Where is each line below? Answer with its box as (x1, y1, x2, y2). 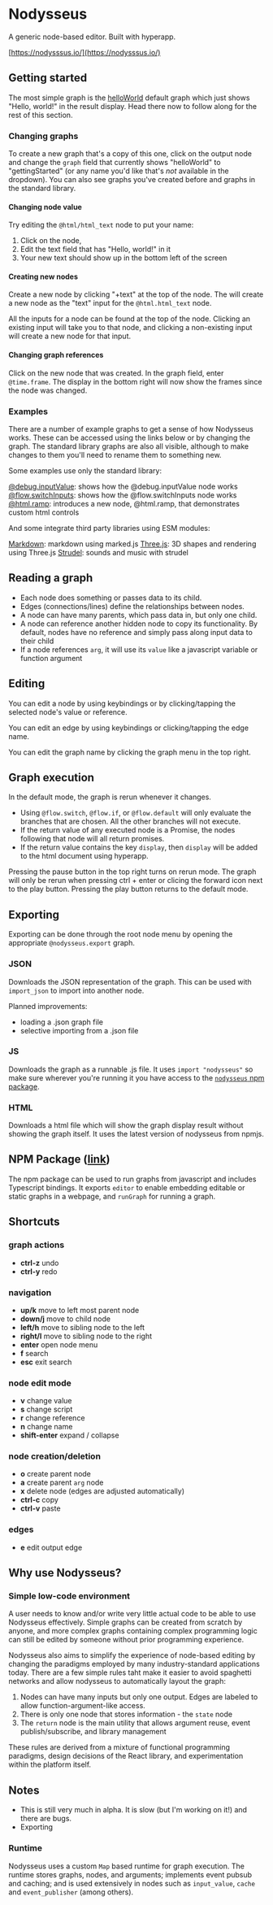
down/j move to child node (19, 1314, 111, 1324)
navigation (8, 1286, 52, 1298)
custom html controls (8, 507, 80, 517)
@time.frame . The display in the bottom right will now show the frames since (8, 376, 262, 386)
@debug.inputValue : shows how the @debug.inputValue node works (8, 481, 238, 491)
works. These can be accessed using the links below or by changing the (8, 433, 250, 442)
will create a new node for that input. (8, 331, 132, 341)
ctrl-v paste (19, 1503, 61, 1513)
